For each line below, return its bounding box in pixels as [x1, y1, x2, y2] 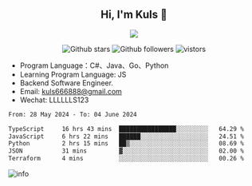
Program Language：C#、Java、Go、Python [19, 61, 169, 70]
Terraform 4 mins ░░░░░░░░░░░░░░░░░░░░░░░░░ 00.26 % [8, 155, 245, 163]
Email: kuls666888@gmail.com [19, 86, 122, 96]
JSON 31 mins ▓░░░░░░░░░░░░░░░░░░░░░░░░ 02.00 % [8, 147, 245, 156]
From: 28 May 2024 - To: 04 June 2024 [8, 110, 137, 118]
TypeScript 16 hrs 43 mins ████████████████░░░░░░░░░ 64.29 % [8, 125, 245, 133]
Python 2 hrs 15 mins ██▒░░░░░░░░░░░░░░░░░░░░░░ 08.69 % [8, 140, 245, 148]
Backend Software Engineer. [19, 77, 114, 88]
